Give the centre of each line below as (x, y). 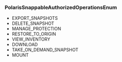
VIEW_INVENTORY (31, 39)
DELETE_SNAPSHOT (33, 23)
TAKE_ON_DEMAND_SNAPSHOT (45, 50)
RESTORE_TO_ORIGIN (34, 34)
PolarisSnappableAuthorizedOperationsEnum (61, 7)
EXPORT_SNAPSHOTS (35, 18)
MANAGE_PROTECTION (36, 29)
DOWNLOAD (25, 45)
